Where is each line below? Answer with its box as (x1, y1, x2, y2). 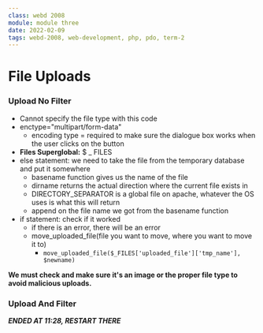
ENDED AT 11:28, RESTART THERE (8, 316, 121, 326)
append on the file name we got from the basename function (31, 206, 229, 215)
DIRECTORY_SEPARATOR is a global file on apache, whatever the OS (31, 189, 254, 198)
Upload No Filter (8, 95, 72, 107)
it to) (31, 239, 47, 249)
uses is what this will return (31, 197, 120, 207)
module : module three (8, 19, 80, 27)
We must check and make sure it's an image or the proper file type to (8, 270, 239, 279)
